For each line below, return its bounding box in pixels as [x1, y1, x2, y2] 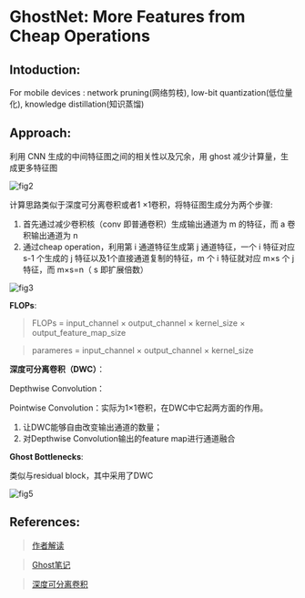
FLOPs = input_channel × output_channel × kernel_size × [31, 317, 246, 329]
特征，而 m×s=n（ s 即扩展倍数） [22, 264, 148, 275]
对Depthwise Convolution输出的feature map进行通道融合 [22, 432, 236, 443]
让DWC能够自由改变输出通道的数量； [22, 421, 162, 432]
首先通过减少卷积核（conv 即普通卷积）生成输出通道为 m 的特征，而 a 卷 [22, 218, 296, 229]
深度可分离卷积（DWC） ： [9, 363, 106, 374]
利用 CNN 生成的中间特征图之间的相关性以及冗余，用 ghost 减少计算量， [9, 150, 281, 161]
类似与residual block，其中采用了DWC [9, 470, 154, 481]
